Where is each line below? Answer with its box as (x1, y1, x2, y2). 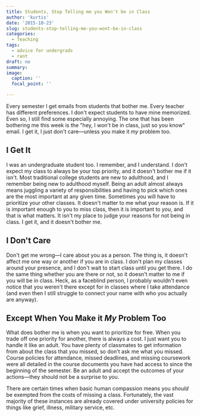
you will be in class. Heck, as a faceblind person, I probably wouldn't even (6, 277, 188, 284)
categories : (6, 31, 36, 37)
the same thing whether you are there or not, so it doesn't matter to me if (6, 270, 185, 278)
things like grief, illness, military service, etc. (6, 404, 115, 411)
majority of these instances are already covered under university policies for (6, 398, 193, 405)
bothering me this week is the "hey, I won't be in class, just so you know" (6, 122, 186, 128)
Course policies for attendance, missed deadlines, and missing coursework (6, 354, 191, 361)
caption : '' (11, 75, 42, 81)
